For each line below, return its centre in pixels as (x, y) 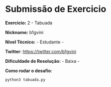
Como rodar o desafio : (29, 71)
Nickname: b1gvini (24, 32)
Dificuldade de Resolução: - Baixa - (42, 61)
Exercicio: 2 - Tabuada (29, 23)
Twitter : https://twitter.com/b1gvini (41, 51)
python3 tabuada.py (25, 80)
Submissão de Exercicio (56, 9)
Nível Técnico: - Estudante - (34, 42)
